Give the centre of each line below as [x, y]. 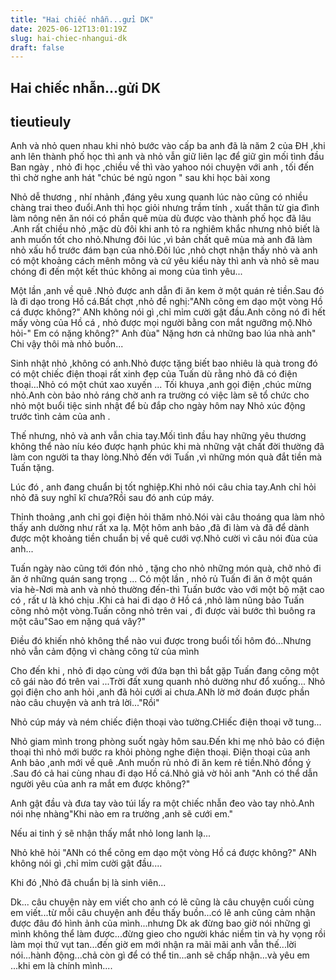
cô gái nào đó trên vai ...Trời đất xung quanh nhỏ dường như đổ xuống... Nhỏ [168, 682]
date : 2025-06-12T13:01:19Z [69, 29]
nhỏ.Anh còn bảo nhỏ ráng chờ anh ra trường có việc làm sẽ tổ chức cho [160, 395]
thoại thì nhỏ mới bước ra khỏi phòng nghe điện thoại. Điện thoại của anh [160, 752]
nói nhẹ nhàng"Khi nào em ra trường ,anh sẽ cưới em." [122, 814]
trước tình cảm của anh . [60, 417]
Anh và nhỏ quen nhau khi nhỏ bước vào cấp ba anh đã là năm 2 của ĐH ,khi [168, 146]
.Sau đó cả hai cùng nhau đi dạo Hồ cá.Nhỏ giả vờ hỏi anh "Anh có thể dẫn [164, 773]
